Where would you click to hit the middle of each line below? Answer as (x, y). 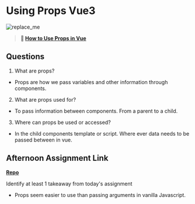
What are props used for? (45, 99)
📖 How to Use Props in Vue (53, 38)
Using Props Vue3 (51, 11)
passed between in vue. (43, 140)
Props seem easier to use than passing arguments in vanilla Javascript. (100, 195)
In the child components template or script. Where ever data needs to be (102, 133)
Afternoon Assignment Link (57, 158)
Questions (25, 57)
